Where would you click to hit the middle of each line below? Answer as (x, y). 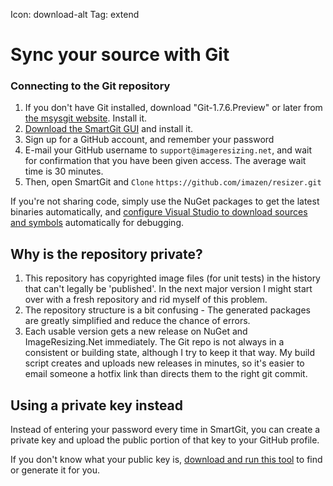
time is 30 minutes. (64, 171)
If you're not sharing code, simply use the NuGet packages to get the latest (165, 201)
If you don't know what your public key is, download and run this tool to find (166, 460)
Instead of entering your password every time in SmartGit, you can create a (165, 430)
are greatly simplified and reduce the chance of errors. (137, 321)
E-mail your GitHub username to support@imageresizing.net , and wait (168, 150)
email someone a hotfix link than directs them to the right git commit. (166, 374)
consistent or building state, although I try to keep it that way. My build (170, 353)
